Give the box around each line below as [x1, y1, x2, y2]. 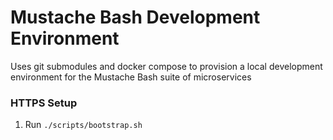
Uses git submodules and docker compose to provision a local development [10, 60, 323, 72]
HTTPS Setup [10, 96, 78, 110]
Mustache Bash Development [10, 6, 261, 29]
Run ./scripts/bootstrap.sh [24, 119, 143, 131]
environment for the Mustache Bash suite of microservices [10, 71, 252, 83]
